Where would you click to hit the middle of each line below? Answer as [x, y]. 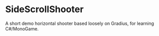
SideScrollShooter [44, 9]
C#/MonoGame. [22, 28]
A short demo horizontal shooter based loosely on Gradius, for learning [80, 23]
